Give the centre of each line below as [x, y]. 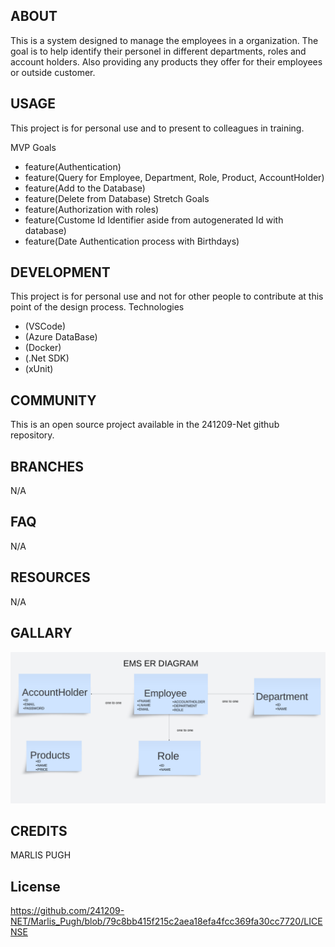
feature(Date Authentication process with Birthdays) [132, 241]
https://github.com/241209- [67, 911]
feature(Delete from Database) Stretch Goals [117, 198]
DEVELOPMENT [60, 272]
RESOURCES [50, 577]
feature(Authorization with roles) [92, 209]
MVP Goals [33, 147]
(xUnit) [39, 369]
